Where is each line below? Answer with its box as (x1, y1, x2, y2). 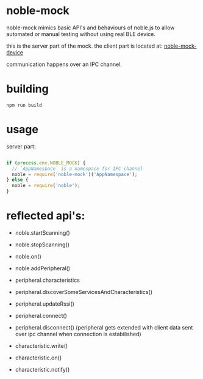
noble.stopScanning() (15, 241, 70, 248)
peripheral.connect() (15, 312, 67, 319)
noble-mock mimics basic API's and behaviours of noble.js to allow (6, 24, 175, 31)
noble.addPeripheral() (15, 265, 71, 272)
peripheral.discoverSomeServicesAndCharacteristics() (15, 289, 153, 295)
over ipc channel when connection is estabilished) (15, 331, 141, 337)
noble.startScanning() (15, 229, 70, 236)
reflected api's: (6, 209, 85, 223)
